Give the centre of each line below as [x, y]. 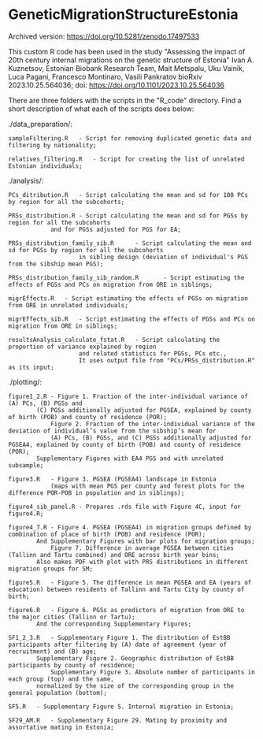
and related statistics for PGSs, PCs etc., [152, 353]
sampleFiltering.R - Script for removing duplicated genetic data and [130, 138]
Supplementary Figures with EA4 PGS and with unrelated [130, 459]
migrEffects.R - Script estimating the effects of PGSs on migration [128, 298]
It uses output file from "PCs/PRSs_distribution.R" [167, 360]
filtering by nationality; [52, 145]
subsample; [26, 465]
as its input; [31, 367]
